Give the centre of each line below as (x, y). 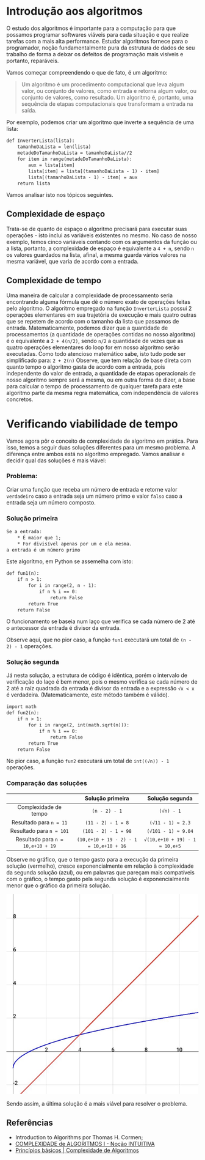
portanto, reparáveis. (33, 61)
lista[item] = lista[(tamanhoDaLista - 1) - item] (94, 171)
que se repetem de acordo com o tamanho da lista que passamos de (93, 321)
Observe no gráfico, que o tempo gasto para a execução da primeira (92, 859)
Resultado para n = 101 (39, 830)
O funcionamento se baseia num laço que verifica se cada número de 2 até (101, 621)
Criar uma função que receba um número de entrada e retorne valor (92, 489)
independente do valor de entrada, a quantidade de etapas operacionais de (101, 373)
